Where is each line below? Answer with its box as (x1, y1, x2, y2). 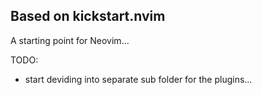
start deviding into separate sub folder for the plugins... (24, 73, 253, 85)
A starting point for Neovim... (10, 34, 130, 46)
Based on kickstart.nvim (10, 8, 166, 25)
